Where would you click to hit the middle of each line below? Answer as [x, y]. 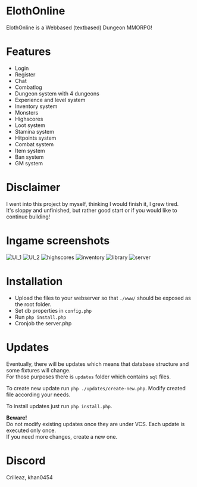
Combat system [34, 144]
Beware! [17, 417]
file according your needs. [38, 394]
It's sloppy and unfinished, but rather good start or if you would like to [92, 210]
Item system [30, 150]
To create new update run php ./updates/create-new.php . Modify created [96, 388]
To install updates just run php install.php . [59, 406]
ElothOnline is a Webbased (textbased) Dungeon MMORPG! [79, 27]
